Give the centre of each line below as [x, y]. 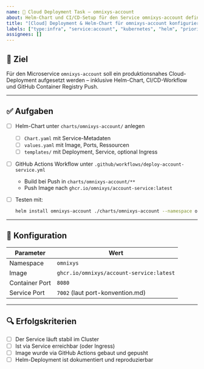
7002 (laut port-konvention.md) [101, 293]
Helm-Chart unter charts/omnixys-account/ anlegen [80, 126]
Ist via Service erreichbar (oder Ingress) [65, 346]
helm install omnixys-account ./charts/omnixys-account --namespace [104, 211]
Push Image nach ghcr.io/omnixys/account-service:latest [98, 188]
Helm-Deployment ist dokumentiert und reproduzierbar [84, 359]
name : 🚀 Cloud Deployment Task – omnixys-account [70, 12]
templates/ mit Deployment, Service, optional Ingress [91, 152]
